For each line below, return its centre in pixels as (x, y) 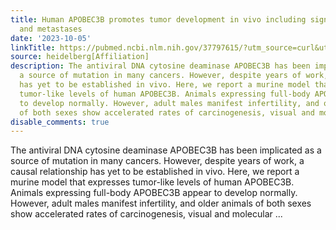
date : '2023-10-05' (51, 38)
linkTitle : (33, 47)
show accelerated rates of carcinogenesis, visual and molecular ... (146, 214)
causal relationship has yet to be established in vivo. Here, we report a (155, 172)
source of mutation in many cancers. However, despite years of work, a (157, 161)
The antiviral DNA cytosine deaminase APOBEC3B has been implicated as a (166, 150)
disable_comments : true (60, 122)
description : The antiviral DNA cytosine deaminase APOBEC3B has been (160, 66)
